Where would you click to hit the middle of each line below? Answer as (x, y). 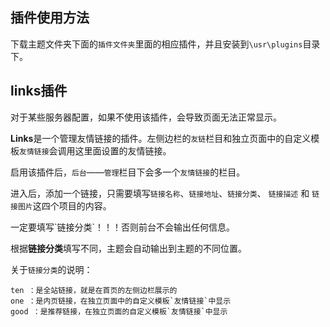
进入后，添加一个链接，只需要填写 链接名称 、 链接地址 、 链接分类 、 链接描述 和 (160, 193)
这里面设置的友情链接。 (123, 150)
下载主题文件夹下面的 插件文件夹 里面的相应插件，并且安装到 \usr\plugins (156, 44)
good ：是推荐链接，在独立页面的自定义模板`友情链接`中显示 (119, 311)
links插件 (39, 91)
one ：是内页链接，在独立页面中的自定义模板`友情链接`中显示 (121, 301)
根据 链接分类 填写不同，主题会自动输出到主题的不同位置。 (128, 248)
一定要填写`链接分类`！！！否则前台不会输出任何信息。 (123, 227)
